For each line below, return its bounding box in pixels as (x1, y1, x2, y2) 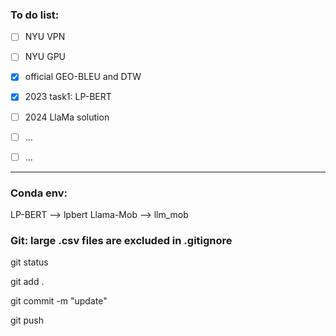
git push (10, 314, 45, 327)
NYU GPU (24, 51, 66, 63)
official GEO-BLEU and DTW (24, 71, 142, 83)
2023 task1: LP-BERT (24, 91, 112, 103)
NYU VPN (24, 31, 66, 43)
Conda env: (10, 186, 68, 200)
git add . (10, 276, 45, 288)
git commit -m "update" (10, 295, 108, 307)
